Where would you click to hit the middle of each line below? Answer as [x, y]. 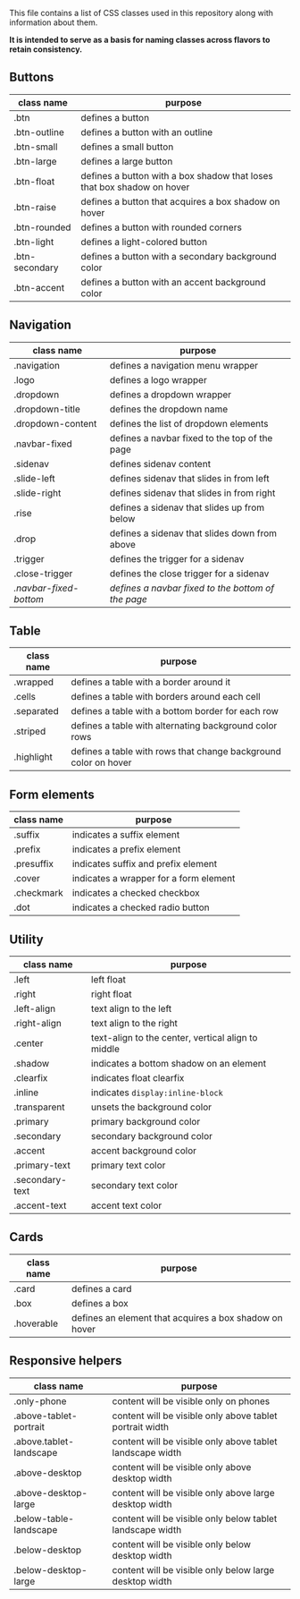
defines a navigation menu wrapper [184, 365]
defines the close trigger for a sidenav [189, 574]
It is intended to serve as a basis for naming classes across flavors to [140, 40]
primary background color [146, 1122]
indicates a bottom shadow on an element [178, 1064]
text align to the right [134, 1024]
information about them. [54, 22]
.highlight [33, 757]
